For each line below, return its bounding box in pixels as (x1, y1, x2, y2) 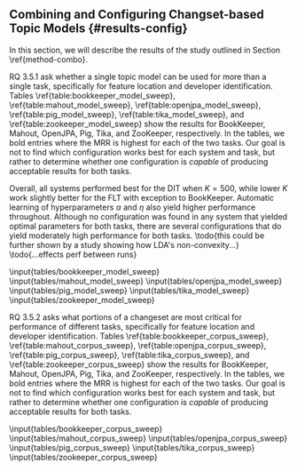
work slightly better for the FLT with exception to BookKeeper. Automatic (9, 192, 275, 203)
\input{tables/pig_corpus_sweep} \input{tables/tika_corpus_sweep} (9, 442, 255, 452)
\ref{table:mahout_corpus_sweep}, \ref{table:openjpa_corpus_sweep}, (9, 339, 267, 350)
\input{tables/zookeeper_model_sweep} (9, 294, 155, 305)
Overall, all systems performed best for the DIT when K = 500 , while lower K (9, 182, 288, 194)
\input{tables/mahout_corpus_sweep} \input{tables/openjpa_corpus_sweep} (9, 433, 288, 443)
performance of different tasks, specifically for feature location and (9, 321, 255, 331)
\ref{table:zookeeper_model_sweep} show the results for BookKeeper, (9, 118, 266, 129)
